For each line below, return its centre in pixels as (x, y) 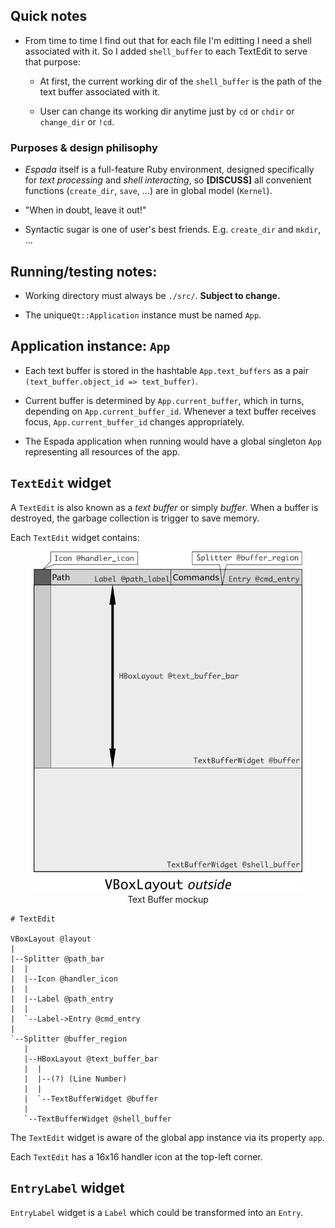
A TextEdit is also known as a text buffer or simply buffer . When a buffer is (164, 507)
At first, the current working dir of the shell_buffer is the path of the (181, 81)
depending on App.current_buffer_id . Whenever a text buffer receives (170, 411)
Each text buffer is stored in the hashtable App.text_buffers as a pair (166, 370)
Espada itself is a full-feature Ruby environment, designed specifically (169, 170)
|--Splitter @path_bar (57, 959)
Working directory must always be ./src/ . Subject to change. (152, 295)
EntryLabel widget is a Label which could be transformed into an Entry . (157, 1212)
